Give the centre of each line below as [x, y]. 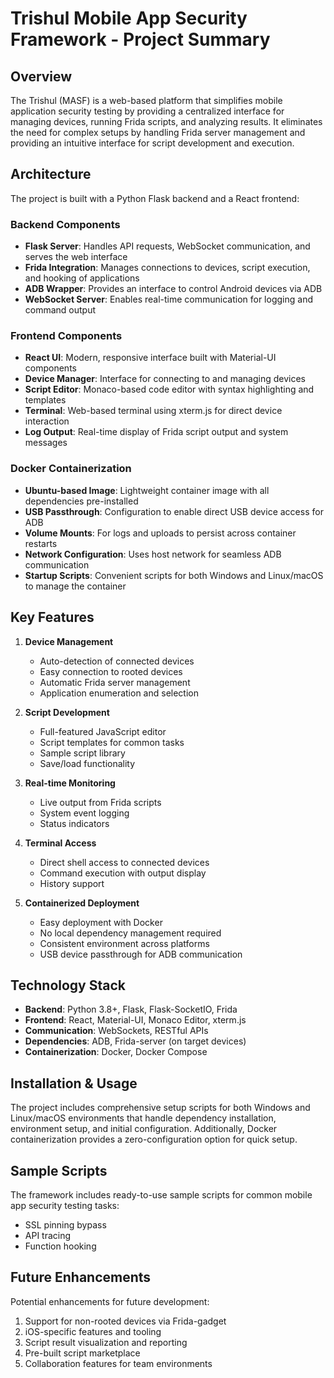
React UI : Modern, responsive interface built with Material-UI [150, 358]
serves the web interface [76, 257]
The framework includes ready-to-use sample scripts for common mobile [161, 1194]
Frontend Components [66, 336]
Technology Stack [68, 985]
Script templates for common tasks [112, 742]
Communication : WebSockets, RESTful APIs [116, 1031]
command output [60, 310]
